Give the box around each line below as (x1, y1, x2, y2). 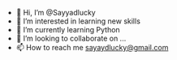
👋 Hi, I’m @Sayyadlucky (15, 8, 96, 17)
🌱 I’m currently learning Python (15, 25, 120, 34)
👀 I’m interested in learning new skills (15, 16, 140, 26)
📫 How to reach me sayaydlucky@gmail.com (15, 43, 169, 52)
